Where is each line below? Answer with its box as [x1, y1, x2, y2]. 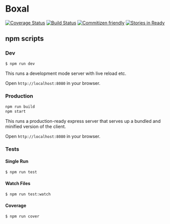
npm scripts [5, 34, 44, 43]
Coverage [5, 203, 26, 209]
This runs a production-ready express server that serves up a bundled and [5, 118, 161, 124]
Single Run [5, 158, 29, 164]
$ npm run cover [5, 213, 39, 219]
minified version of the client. [5, 123, 66, 129]
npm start [5, 109, 26, 114]
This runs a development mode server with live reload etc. [5, 70, 126, 76]
